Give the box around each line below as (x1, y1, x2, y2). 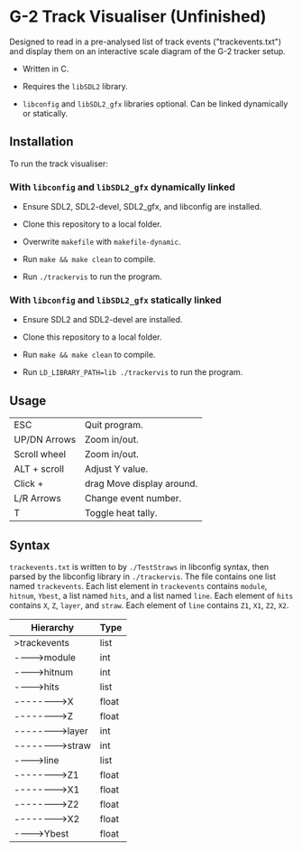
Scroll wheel (14, 448, 66, 461)
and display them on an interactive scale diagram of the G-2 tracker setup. (9, 45, 286, 56)
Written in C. (22, 63, 69, 74)
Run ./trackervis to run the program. (22, 271, 162, 282)
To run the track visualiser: (9, 158, 108, 169)
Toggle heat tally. (84, 507, 158, 520)
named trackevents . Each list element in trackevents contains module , (9, 580, 268, 591)
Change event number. (84, 492, 182, 505)
